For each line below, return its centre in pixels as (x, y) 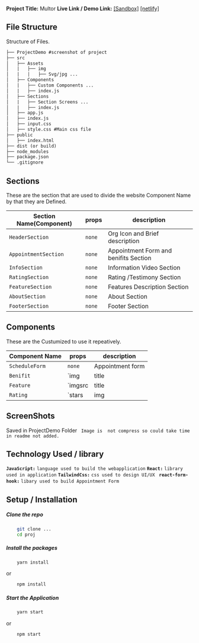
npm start (29, 634)
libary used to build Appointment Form (70, 482)
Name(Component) (44, 223)
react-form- (174, 475)
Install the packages (32, 548)
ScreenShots (31, 416)
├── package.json (28, 157)
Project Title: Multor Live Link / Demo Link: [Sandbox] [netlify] (83, 9)
